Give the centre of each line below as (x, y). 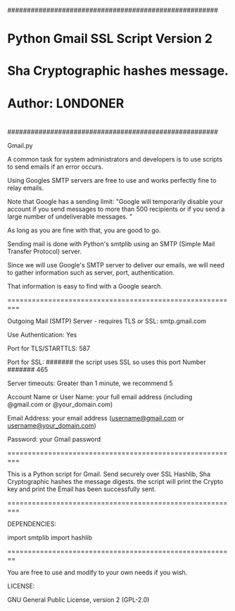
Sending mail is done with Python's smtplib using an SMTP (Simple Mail (111, 243)
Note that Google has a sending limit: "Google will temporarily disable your (115, 201)
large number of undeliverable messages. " (70, 216)
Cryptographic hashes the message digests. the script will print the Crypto (115, 481)
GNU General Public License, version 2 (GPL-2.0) (78, 600)
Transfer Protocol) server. (45, 251)
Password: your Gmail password (54, 439)
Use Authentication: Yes (42, 334)
